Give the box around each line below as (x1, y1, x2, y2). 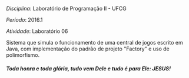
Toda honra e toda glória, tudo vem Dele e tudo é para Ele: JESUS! (6, 65, 171, 72)
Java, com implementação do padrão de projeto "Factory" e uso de (6, 45, 170, 52)
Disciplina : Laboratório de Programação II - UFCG (6, 5, 127, 12)
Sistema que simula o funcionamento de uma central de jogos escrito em (6, 39, 184, 46)
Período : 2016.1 (6, 16, 43, 23)
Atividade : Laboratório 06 (6, 28, 68, 35)
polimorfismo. (6, 52, 40, 58)
